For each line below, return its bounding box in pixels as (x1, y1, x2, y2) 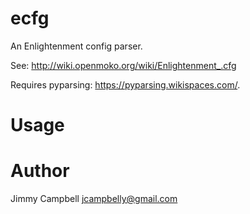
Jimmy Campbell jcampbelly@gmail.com (10, 193, 178, 205)
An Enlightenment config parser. (10, 40, 143, 52)
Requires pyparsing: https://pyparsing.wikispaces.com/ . (10, 78, 241, 91)
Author (10, 160, 70, 182)
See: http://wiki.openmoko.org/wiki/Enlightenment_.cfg (10, 59, 237, 71)
